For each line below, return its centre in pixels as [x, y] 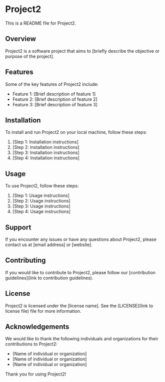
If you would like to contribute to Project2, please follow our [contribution [80, 272]
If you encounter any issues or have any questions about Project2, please [81, 239]
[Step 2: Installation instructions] [46, 147]
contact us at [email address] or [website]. [49, 245]
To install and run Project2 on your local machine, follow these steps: [76, 132]
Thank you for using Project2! [36, 374]
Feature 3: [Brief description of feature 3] [55, 104]
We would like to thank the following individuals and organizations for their [82, 339]
